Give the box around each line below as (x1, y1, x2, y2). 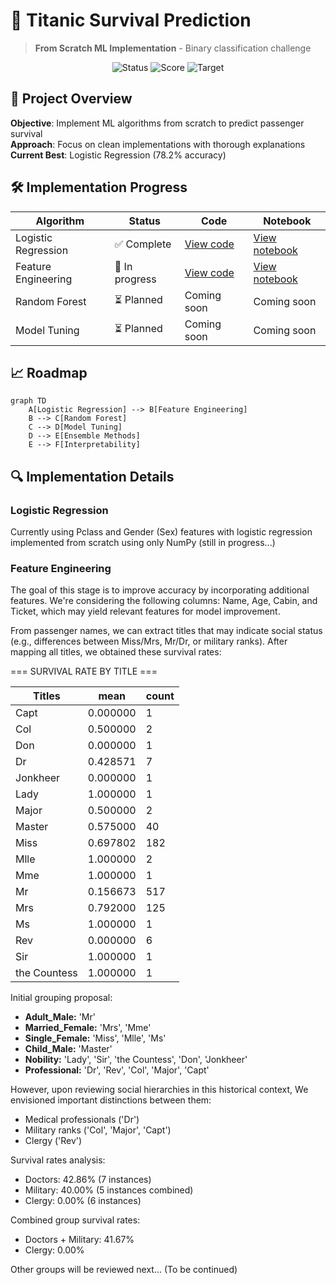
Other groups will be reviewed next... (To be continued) (10, 1264, 238, 1276)
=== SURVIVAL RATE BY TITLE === (10, 665, 158, 678)
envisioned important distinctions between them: (10, 1094, 212, 1106)
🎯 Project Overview (10, 90, 133, 108)
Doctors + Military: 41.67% (24, 1234, 135, 1246)
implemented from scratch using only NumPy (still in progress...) (10, 537, 276, 549)
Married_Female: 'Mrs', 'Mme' (24, 1022, 152, 1034)
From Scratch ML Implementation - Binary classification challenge (34, 42, 312, 54)
